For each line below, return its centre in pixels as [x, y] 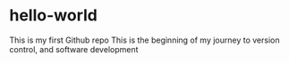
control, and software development [74, 49]
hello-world [54, 16]
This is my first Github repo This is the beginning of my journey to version [144, 40]
